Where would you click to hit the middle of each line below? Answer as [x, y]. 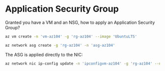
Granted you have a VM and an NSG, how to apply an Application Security [80, 22]
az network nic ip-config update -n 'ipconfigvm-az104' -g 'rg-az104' [79, 63]
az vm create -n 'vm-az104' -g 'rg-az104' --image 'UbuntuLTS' [71, 36]
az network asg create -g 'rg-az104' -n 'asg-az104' [60, 45]
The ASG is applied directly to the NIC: [44, 54]
